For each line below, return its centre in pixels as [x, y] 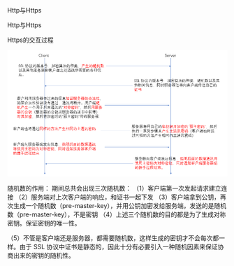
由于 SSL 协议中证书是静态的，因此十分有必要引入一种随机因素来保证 [118, 247]
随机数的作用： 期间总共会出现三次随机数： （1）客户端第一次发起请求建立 [114, 189]
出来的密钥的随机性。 [44, 256]
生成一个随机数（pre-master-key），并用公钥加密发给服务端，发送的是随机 [120, 206]
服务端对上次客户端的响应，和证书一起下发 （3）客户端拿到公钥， [126, 197]
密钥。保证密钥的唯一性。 [44, 223]
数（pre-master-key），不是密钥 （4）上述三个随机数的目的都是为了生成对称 [117, 214]
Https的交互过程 [30, 40]
